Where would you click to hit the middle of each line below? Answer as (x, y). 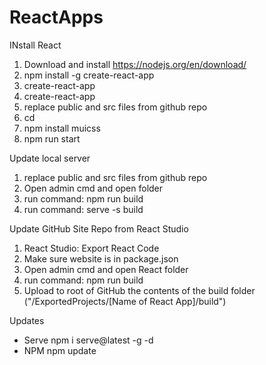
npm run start (52, 138)
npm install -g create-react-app (89, 75)
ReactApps (56, 17)
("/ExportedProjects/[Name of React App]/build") (125, 301)
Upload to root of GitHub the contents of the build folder (139, 290)
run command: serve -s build (83, 209)
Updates (27, 320)
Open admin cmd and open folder (93, 188)
